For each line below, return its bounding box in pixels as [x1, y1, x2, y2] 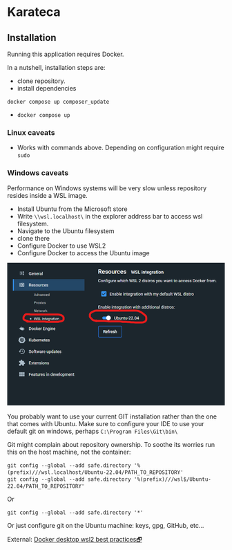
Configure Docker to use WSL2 [17, 241, 106, 250]
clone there [17, 234, 50, 242]
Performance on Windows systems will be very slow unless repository [7, 184, 207, 192]
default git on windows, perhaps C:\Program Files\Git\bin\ [7, 427, 178, 436]
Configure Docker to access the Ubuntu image [17, 248, 150, 257]
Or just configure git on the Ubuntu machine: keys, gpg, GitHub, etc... [7, 522, 204, 530]
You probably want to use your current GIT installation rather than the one [7, 412, 217, 421]
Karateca [7, 4, 61, 20]
